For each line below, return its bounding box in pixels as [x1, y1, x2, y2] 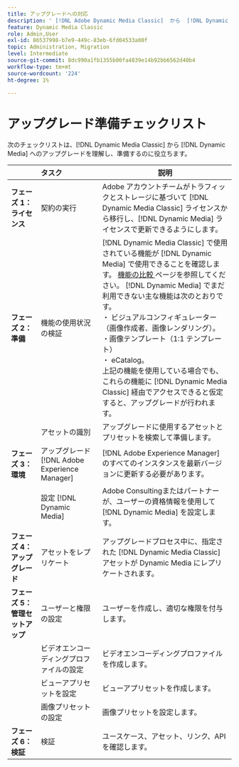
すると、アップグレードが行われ [102, 398, 208, 408]
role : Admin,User [7, 30, 59, 38]
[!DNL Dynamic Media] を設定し [102, 507, 209, 517]
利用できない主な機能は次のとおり [102, 291, 217, 301]
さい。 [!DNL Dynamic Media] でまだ [102, 280, 225, 290]
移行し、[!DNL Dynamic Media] [109, 214, 214, 224]
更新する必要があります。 [123, 469, 208, 479]
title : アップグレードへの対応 [7, 10, 88, 18]
